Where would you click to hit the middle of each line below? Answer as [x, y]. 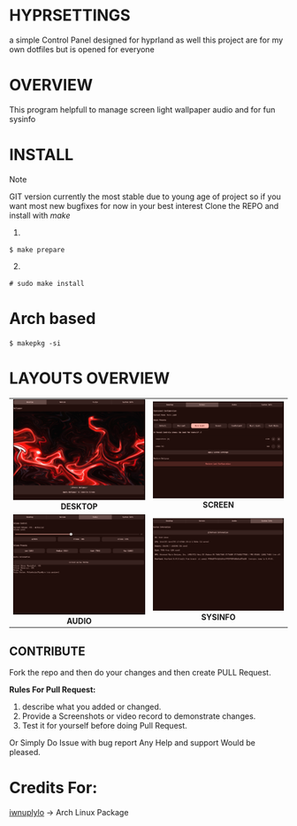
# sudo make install [47, 283]
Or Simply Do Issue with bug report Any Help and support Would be [133, 743]
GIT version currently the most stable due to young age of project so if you [145, 197]
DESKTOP [79, 506]
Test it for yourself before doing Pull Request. [104, 726]
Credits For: [53, 788]
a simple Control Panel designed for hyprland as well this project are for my [146, 40]
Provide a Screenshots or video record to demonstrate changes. [139, 716]
